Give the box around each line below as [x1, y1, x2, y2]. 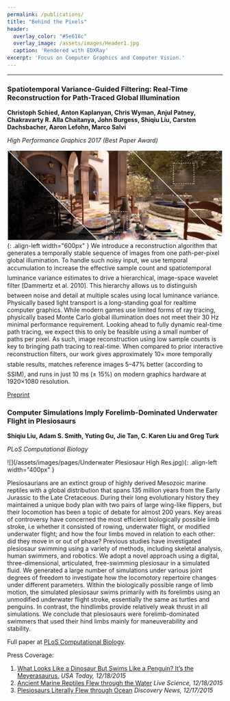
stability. [7, 624, 31, 633]
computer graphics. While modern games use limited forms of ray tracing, [7, 306, 216, 314]
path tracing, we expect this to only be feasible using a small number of [7, 328, 209, 336]
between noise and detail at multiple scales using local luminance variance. [7, 291, 220, 299]
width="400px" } [7, 466, 55, 474]
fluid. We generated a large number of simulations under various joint [7, 566, 203, 575]
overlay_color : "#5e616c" [13, 33, 88, 40]
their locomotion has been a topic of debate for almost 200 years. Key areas [7, 508, 222, 517]
